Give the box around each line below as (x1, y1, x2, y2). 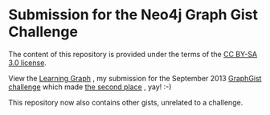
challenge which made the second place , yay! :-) (8, 82, 172, 92)
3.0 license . (8, 58, 47, 68)
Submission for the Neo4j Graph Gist (8, 6, 259, 24)
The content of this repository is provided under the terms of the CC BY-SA (8, 49, 258, 59)
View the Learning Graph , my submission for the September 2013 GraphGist (8, 73, 262, 83)
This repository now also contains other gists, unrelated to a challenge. (8, 97, 243, 107)
